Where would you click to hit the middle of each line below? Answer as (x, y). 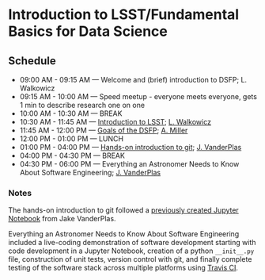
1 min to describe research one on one (82, 105)
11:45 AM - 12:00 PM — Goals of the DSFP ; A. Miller (104, 130)
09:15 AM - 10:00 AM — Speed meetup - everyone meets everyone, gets (138, 96)
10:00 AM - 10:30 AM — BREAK (71, 113)
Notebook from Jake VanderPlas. (62, 219)
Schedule (32, 61)
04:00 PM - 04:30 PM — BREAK (72, 155)
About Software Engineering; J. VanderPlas (90, 173)
